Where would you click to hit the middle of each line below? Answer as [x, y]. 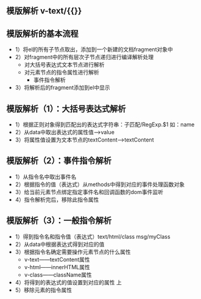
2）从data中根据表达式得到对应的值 [60, 244]
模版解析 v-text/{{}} [44, 11]
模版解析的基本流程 [42, 33]
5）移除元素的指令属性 [44, 290]
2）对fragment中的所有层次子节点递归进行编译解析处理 [84, 57]
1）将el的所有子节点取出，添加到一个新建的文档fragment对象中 [94, 49]
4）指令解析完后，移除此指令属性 [57, 200]
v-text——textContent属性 [57, 259]
